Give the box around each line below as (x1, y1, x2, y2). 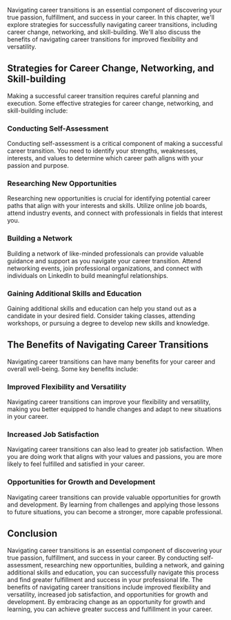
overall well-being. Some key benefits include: (7, 364, 139, 373)
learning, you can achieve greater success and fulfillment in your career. (7, 605, 213, 613)
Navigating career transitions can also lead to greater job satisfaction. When (7, 445, 223, 453)
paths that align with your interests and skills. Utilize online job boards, (7, 202, 208, 210)
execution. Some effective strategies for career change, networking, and (7, 99, 214, 107)
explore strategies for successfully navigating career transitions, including (7, 21, 218, 28)
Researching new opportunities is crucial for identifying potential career (7, 194, 211, 203)
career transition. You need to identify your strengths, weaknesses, (7, 147, 198, 155)
